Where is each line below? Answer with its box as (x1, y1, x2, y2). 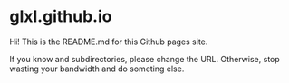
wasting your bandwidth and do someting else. (9, 63, 185, 74)
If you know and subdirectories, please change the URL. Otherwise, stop (9, 53, 281, 64)
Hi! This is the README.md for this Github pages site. (9, 36, 208, 47)
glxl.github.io (9, 6, 112, 27)
